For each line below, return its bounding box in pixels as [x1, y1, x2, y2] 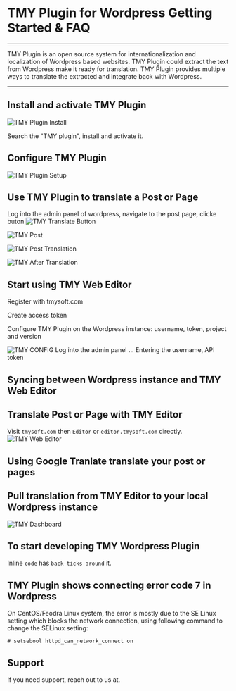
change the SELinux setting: [7, 624, 88, 633]
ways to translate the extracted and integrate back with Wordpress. [7, 72, 202, 80]
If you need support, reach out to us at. [7, 676, 121, 684]
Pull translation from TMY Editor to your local [7, 490, 209, 502]
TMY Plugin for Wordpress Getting [7, 5, 213, 21]
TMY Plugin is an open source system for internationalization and [7, 49, 197, 58]
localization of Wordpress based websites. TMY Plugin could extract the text [7, 57, 229, 66]
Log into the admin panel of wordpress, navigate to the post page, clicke [7, 210, 217, 218]
